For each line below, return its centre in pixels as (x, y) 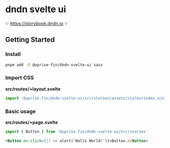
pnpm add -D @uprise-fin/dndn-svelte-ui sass (54, 65)
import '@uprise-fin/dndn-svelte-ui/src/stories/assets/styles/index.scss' (87, 98)
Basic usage (21, 111)
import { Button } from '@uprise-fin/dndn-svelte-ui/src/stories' (77, 131)
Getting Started (30, 40)
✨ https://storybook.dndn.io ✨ (37, 23)
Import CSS (20, 78)
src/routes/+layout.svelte (33, 89)
